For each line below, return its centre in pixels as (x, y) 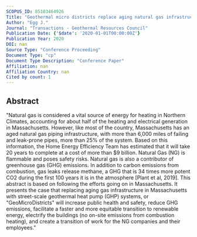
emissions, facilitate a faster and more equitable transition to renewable (92, 209)
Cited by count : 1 (28, 77)
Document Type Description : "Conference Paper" (65, 61)
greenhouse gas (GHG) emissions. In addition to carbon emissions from (93, 165)
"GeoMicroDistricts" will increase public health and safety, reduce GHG (92, 202)
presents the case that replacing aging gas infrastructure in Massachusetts (97, 190)
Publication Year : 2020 (35, 39)
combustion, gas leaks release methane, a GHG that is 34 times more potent (98, 171)
